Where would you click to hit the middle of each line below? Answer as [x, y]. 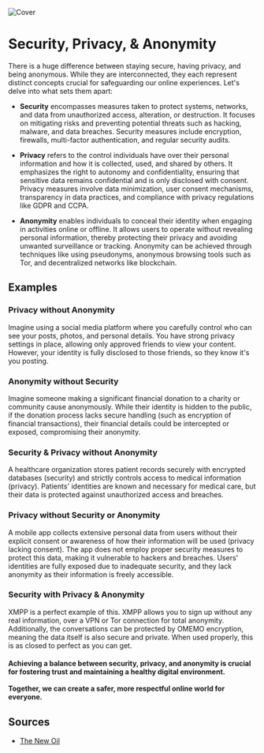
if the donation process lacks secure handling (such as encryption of [120, 415]
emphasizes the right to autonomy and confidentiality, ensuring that [129, 172]
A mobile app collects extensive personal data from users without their [123, 532]
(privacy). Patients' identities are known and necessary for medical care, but [132, 486]
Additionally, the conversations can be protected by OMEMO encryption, [126, 628]
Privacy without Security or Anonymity [84, 515]
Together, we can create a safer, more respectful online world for [117, 689]
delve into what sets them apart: [60, 91]
